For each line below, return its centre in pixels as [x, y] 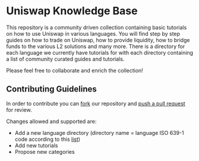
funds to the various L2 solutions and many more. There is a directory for [96, 46]
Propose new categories [45, 151]
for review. [19, 110]
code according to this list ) [48, 139]
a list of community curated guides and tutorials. [65, 59]
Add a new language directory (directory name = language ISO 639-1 [99, 132]
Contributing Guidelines [51, 89]
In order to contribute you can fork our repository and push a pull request [96, 103]
